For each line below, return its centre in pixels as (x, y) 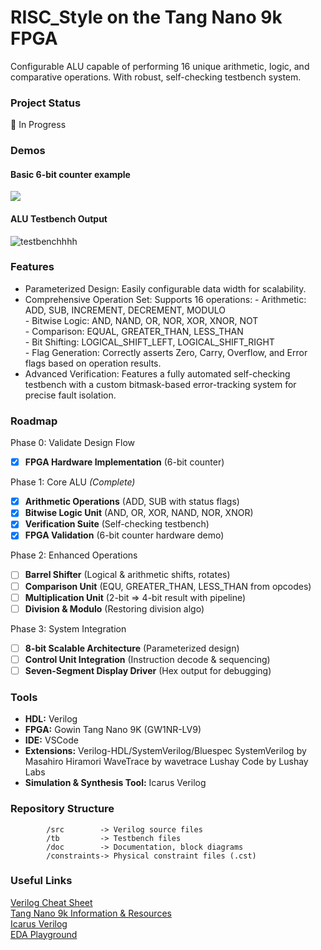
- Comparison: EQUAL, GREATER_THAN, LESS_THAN (134, 331)
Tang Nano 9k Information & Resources (91, 913)
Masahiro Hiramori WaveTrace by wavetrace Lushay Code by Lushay (166, 762)
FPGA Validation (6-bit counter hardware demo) (124, 535)
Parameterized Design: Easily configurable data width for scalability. (165, 288)
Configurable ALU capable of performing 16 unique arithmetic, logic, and (160, 66)
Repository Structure (62, 809)
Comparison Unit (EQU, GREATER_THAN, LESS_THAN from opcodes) (168, 586)
